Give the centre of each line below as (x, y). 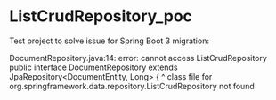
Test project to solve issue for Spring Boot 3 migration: (109, 41)
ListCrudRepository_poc (101, 16)
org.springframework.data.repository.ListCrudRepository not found (132, 86)
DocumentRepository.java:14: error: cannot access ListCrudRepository (138, 58)
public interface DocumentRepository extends (93, 67)
